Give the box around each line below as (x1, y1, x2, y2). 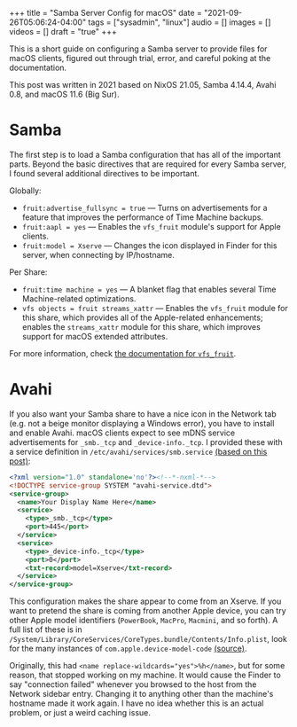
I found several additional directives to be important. (9, 168, 199, 178)
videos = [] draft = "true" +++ (9, 27, 118, 36)
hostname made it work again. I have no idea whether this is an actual (9, 698, 264, 708)
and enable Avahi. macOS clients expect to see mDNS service (9, 427, 236, 438)
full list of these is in (9, 624, 82, 635)
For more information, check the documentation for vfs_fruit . (9, 348, 237, 358)
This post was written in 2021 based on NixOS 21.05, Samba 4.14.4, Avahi (9, 80, 277, 90)
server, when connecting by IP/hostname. (21, 249, 176, 260)
